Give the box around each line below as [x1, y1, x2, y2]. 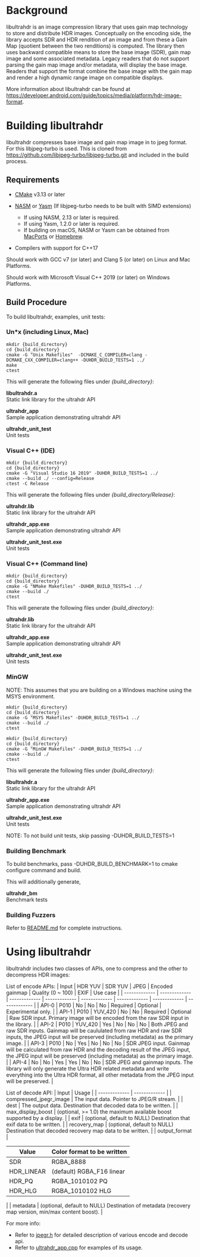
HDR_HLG [9, 1187, 37, 1195]
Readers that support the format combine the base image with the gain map [6, 67, 192, 74]
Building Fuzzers [6, 910, 56, 919]
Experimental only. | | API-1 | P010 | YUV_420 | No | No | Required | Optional [6, 1008, 192, 1015]
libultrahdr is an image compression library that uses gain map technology [6, 23, 188, 30]
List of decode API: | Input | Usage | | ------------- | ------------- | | [6, 1089, 172, 1096]
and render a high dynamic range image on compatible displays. [6, 74, 164, 81]
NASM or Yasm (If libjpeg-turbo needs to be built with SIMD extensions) [14, 202, 192, 209]
